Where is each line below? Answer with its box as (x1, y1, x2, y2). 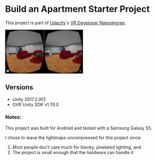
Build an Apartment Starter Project (5, 3, 150, 15)
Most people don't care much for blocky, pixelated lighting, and (12, 144, 142, 150)
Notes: (5, 114, 22, 120)
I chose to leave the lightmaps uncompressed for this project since (5, 134, 141, 140)
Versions (5, 83, 34, 92)
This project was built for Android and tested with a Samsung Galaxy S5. (5, 125, 153, 131)
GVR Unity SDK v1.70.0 (12, 101, 59, 107)
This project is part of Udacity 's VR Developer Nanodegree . (5, 20, 126, 26)
